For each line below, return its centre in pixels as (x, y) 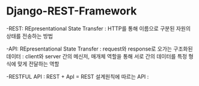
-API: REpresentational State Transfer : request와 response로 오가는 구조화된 (100, 49)
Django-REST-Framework (72, 11)
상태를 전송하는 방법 (29, 36)
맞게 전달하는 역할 (38, 64)
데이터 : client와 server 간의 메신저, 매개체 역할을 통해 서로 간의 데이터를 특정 (97, 56)
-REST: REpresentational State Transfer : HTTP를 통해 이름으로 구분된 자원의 (99, 28)
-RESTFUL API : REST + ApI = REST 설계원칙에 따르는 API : (78, 76)
